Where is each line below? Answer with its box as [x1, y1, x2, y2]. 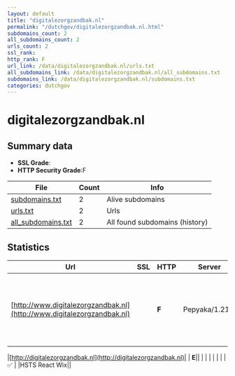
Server [198, 262, 222, 272]
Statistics [7, 241, 50, 253]
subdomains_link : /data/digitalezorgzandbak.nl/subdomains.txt [7, 75, 196, 83]
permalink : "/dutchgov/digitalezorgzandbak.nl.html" [7, 23, 164, 30]
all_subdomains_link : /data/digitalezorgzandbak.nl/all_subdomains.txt [7, 69, 220, 76]
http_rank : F [7, 56, 45, 63]
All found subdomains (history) [106, 217, 208, 227]
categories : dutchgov [7, 82, 71, 89]
